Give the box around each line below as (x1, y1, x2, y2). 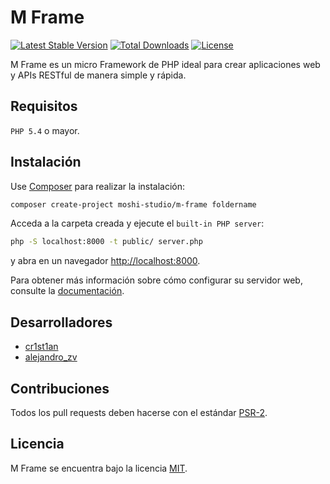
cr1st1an (24, 341, 59, 353)
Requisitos (10, 98, 78, 115)
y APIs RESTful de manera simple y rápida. (10, 69, 187, 81)
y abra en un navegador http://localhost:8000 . (10, 255, 201, 267)
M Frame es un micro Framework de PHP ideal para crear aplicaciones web (10, 58, 321, 70)
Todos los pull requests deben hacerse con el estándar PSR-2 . (10, 406, 268, 418)
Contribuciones (10, 380, 110, 397)
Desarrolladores (10, 314, 113, 331)
